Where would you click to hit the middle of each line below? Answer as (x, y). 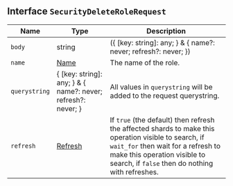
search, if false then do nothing (162, 163)
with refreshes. (135, 171)
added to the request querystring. (165, 95)
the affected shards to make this (162, 128)
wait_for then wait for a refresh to (165, 146)
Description (166, 31)
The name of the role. (145, 62)
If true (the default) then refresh (162, 119)
